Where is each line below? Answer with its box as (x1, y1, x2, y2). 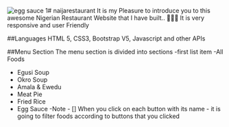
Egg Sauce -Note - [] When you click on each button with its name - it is (16, 105, 221, 113)
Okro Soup (16, 76, 48, 84)
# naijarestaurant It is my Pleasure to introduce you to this (47, 7, 210, 14)
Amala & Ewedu (16, 83, 62, 91)
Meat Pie (16, 90, 43, 98)
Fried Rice (16, 97, 46, 106)
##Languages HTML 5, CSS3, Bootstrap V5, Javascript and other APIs (7, 34, 206, 43)
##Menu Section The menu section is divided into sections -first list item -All (7, 48, 224, 56)
